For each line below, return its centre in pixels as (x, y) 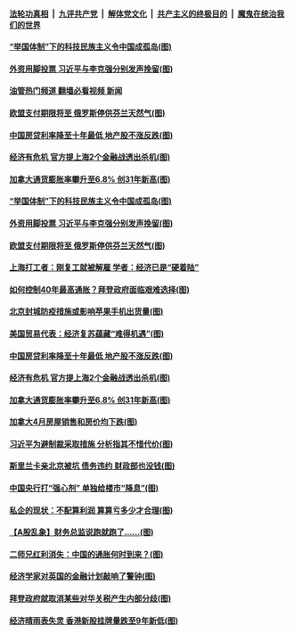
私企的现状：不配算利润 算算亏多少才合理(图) (91, 510)
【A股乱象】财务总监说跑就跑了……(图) (82, 532)
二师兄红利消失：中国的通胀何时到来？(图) (86, 554)
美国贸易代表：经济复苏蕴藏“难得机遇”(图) (87, 333)
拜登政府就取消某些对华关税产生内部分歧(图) (90, 598)
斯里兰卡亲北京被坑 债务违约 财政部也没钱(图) (92, 466)
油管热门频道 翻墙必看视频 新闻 (66, 91)
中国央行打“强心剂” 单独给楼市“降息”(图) (84, 488)
